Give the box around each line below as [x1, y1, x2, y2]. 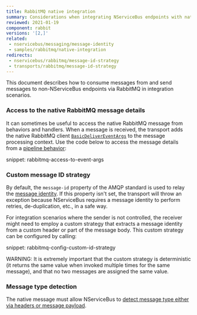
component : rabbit [6, 25, 51, 31]
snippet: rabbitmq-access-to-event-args [6, 156, 104, 163]
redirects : [6, 52, 33, 58]
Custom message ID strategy [6, 171, 91, 179]
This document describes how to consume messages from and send [6, 79, 172, 86]
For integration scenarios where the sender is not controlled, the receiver [6, 214, 183, 221]
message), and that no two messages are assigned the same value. [6, 267, 169, 275]
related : [6, 36, 28, 42]
